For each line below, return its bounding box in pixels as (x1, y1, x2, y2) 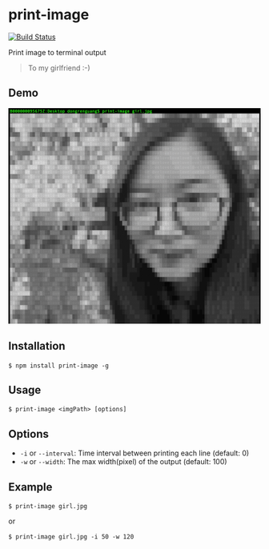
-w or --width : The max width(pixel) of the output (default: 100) (19, 457, 227, 467)
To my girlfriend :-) (27, 62, 90, 73)
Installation (8, 339, 66, 353)
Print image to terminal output (8, 47, 106, 57)
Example (8, 480, 53, 494)
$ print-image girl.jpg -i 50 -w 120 (8, 533, 134, 541)
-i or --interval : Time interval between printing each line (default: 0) (19, 448, 250, 458)
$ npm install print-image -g (8, 362, 110, 370)
